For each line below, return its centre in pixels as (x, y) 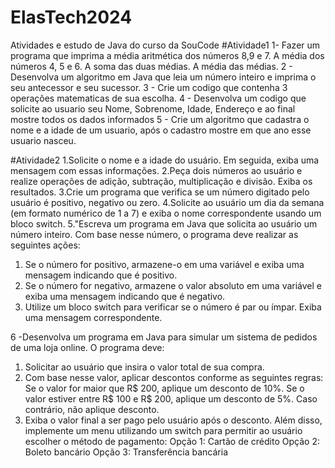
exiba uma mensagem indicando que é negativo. (125, 296)
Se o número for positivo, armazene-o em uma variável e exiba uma (164, 264)
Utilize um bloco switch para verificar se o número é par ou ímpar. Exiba (173, 307)
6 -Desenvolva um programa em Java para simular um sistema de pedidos (164, 337)
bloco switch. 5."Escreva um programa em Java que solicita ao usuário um (164, 223)
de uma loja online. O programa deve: (87, 347)
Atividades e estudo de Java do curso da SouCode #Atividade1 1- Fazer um (165, 45)
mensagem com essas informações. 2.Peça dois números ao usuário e (156, 170)
